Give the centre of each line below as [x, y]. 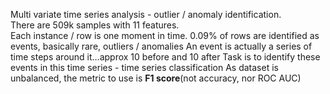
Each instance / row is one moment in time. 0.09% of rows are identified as [165, 35]
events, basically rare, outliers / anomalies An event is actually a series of [161, 46]
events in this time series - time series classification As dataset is [144, 67]
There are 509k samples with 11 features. [95, 25]
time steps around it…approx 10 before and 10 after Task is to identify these [165, 57]
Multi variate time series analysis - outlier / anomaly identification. [146, 14]
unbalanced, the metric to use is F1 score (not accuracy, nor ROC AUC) [156, 78]
